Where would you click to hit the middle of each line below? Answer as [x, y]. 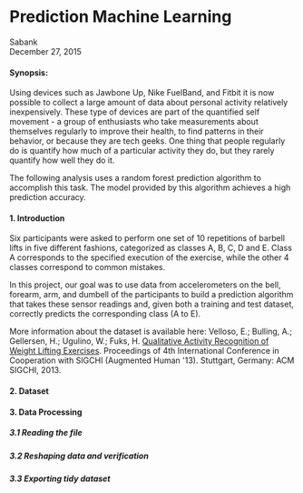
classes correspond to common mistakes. [88, 267]
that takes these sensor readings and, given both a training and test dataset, [152, 304]
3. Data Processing [46, 412]
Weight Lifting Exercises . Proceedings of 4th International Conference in [144, 351]
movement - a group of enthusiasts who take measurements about [134, 122]
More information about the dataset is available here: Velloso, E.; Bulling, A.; [151, 332]
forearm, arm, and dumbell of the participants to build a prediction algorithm [151, 295]
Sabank [24, 42]
